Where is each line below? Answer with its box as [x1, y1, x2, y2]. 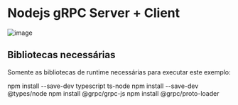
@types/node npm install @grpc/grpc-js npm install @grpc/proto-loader [7, 89, 220, 97]
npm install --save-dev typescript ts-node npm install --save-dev [7, 82, 199, 90]
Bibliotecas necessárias [7, 49, 116, 61]
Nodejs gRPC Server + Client [7, 5, 180, 21]
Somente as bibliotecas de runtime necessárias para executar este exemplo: [7, 67, 231, 76]
